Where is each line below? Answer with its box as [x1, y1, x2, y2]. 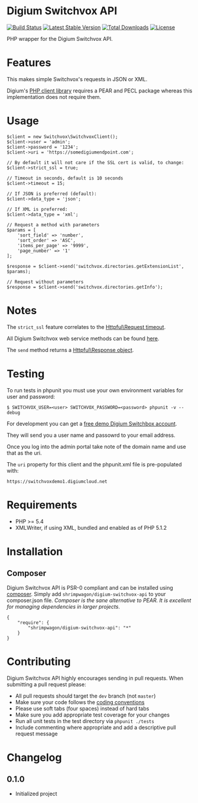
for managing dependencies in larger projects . [7, 603, 121, 610]
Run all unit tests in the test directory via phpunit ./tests [15, 717, 154, 724]
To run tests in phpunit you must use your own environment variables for [7, 386, 184, 393]
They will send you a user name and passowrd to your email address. [7, 431, 176, 439]
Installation [7, 545, 63, 558]
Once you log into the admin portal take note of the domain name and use [7, 443, 186, 450]
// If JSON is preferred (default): [7, 191, 97, 197]
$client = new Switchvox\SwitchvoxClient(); [7, 133, 118, 140]
